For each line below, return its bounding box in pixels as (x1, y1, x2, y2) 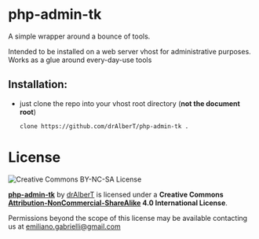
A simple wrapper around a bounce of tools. (8, 31, 151, 41)
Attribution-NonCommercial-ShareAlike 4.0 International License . (8, 198, 228, 208)
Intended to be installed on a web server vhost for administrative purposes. (8, 46, 251, 56)
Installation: (8, 78, 68, 91)
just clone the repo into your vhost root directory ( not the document (19, 98, 241, 108)
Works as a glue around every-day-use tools (8, 55, 152, 64)
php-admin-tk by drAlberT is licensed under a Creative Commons (8, 189, 224, 199)
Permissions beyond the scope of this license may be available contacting (8, 213, 248, 222)
